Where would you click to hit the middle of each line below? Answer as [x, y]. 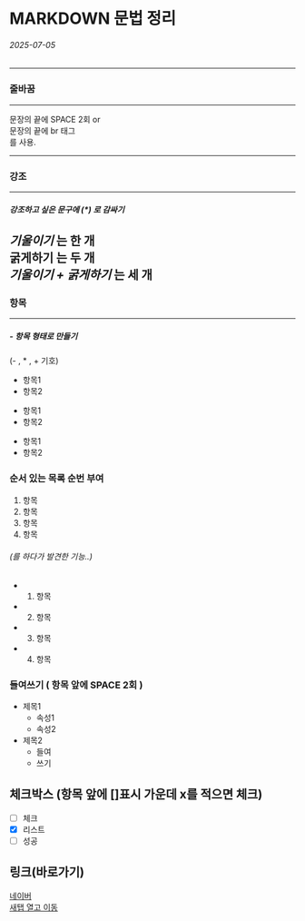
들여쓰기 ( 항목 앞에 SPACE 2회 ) [76, 685]
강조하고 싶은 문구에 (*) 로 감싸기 [67, 209]
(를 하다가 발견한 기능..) [51, 557]
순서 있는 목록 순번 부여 [57, 479]
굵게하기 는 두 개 [52, 257]
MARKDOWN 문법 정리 [93, 19]
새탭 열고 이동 [34, 907]
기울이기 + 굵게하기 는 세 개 [81, 275]
